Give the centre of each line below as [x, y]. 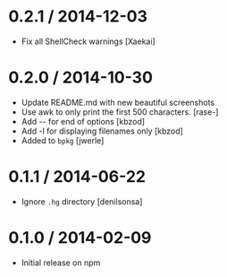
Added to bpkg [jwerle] [63, 140]
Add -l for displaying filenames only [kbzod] [102, 131]
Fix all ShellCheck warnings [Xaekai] [88, 41]
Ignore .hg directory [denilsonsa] [82, 201]
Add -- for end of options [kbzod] [83, 121]
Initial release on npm [61, 263]
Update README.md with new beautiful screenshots [118, 102]
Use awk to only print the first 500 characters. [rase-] [120, 112]
